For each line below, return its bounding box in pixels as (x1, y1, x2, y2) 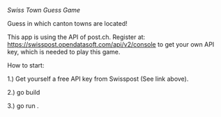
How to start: (7, 61, 45, 69)
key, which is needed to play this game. (7, 48, 121, 56)
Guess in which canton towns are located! (7, 19, 128, 27)
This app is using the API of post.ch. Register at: (7, 33, 146, 41)
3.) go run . (7, 102, 40, 110)
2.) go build (7, 88, 40, 96)
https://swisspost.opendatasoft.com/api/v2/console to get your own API (7, 40, 215, 48)
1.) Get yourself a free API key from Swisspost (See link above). (7, 75, 189, 83)
